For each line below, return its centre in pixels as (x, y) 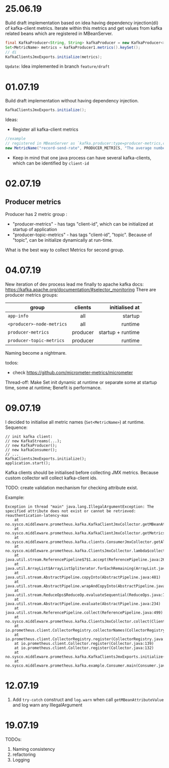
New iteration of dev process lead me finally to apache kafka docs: (75, 284)
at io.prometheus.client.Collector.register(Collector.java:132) (84, 648)
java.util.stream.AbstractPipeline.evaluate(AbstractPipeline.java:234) (83, 604)
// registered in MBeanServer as (40, 144)
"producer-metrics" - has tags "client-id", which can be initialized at (83, 224)
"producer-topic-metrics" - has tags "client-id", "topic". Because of (82, 235)
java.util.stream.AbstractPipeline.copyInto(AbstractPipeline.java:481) (83, 577)
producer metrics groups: (32, 295)
